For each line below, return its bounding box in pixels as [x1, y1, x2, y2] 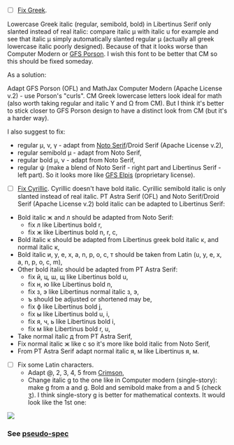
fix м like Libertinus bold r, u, [27, 325, 110, 333]
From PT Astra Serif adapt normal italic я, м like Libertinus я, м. [17, 347, 200, 355]
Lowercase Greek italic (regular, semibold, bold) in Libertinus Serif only [7, 20, 212, 29]
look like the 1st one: [27, 398, 87, 407]
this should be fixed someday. [7, 57, 94, 66]
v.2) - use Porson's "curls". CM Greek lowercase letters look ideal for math [7, 92, 222, 100]
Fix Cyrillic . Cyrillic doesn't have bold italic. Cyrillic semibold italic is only [17, 185, 226, 193]
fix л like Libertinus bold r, [27, 220, 103, 229]
